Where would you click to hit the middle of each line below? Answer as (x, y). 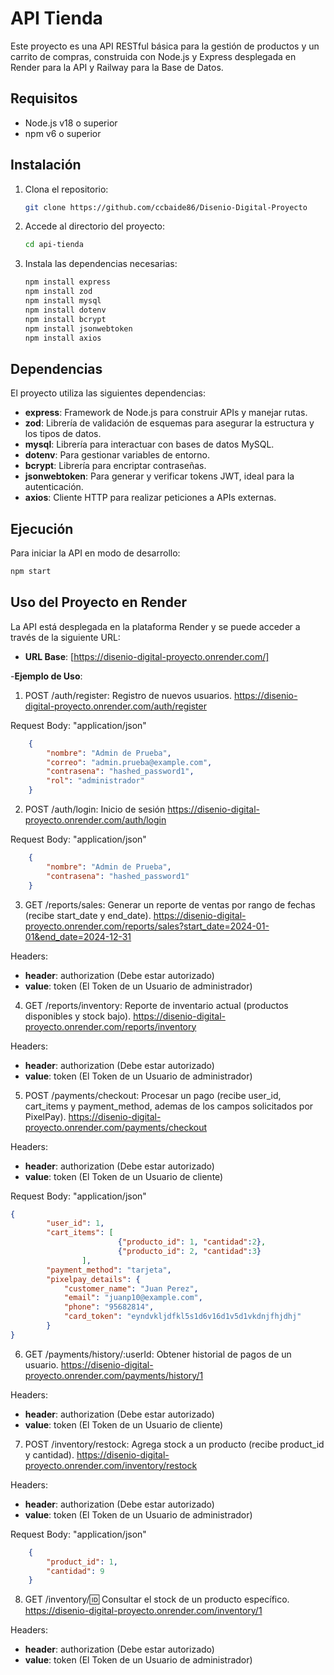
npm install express (67, 282)
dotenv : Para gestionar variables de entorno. (117, 455)
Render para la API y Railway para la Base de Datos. (117, 67)
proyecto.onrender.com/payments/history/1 (114, 1375)
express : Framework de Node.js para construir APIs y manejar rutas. (166, 413)
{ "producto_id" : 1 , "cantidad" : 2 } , (192, 1242)
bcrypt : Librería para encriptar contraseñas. (115, 466)
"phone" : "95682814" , (109, 1307)
